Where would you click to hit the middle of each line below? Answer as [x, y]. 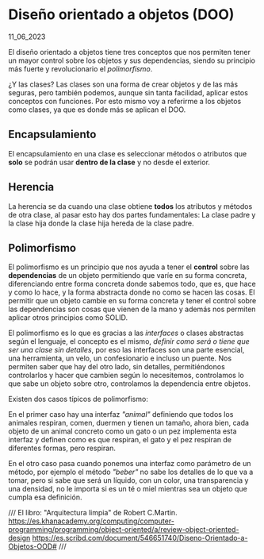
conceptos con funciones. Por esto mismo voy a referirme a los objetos [125, 101]
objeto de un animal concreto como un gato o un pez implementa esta [122, 431]
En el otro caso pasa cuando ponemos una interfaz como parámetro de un [130, 464]
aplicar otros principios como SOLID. [68, 318]
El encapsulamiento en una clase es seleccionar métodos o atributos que [128, 153]
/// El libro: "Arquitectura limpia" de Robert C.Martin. [93, 513]
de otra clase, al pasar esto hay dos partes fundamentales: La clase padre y [132, 214]
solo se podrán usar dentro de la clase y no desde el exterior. [109, 162]
